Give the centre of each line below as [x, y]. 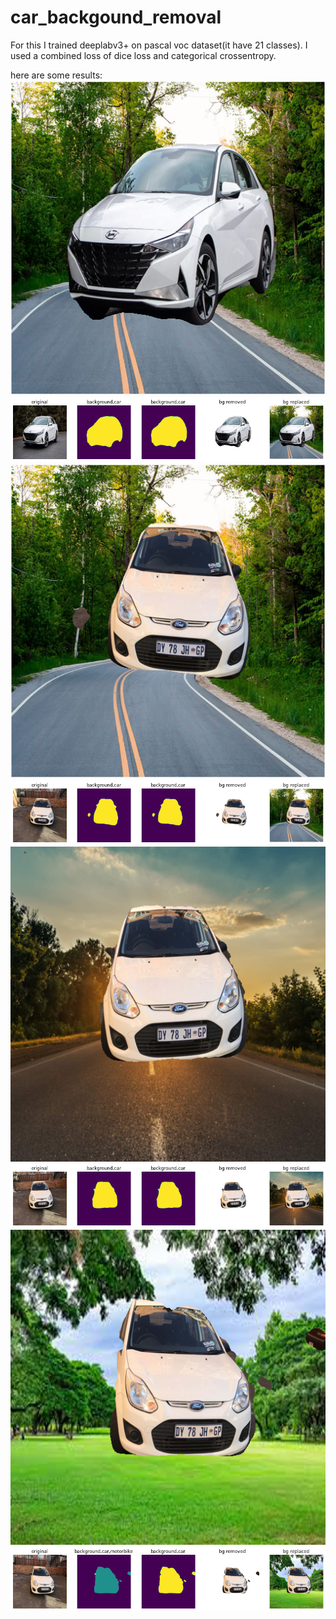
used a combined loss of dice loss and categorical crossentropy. [143, 55]
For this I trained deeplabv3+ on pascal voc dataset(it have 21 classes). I [159, 45]
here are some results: [56, 75]
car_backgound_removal [116, 17]
